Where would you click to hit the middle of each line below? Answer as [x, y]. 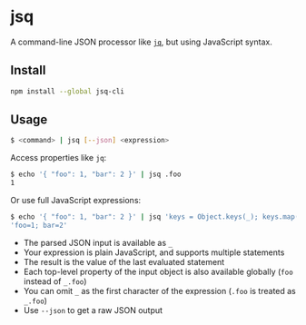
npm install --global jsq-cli [68, 91]
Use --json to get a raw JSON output [93, 310]
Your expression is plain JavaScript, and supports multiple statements [154, 252]
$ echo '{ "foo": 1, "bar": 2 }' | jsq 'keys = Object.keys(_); [134, 217]
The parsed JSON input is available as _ [98, 242]
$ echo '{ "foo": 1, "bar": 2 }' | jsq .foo [96, 174]
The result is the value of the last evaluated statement [124, 261]
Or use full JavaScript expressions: [76, 201]
